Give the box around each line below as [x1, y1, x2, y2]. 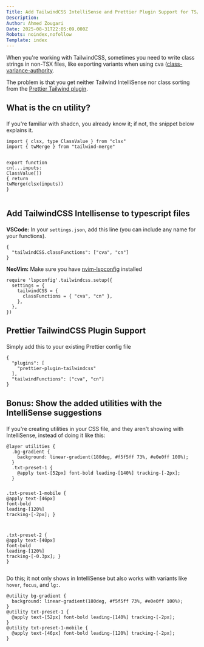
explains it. [6, 127, 33, 134]
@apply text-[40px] [6, 537, 56, 544]
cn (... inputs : [6, 165, 42, 171]
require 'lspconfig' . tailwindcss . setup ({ [6, 277, 113, 283]
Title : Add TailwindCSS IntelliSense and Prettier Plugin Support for [6, 9, 189, 15]
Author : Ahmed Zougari [6, 20, 64, 26]
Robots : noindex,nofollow [6, 32, 72, 38]
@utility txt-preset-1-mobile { [6, 625, 88, 631]
